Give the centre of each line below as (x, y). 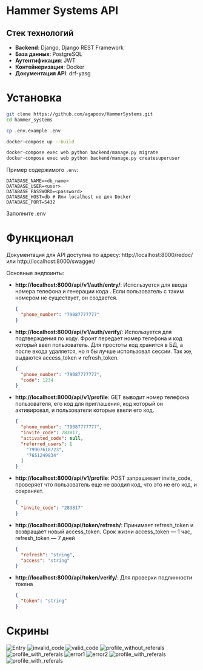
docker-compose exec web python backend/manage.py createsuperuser (93, 159)
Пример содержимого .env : (42, 170)
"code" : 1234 (37, 380)
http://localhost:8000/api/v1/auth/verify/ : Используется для (93, 332)
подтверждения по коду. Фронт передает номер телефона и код (99, 338)
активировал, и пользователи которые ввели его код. (85, 410)
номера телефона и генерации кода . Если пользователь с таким (99, 292)
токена (24, 584)
